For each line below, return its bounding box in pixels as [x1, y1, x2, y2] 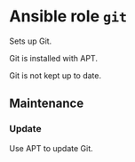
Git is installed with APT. [9, 53, 98, 63]
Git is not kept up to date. [9, 69, 102, 81]
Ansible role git [9, 6, 127, 27]
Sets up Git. [9, 36, 52, 46]
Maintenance [9, 96, 84, 111]
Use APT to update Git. [9, 142, 93, 153]
